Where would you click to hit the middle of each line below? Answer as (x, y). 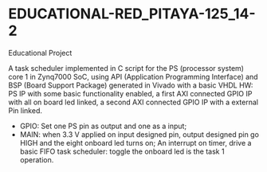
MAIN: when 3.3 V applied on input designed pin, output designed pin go (139, 134)
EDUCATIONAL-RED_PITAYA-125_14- (132, 14)
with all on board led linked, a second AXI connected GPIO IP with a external (133, 102)
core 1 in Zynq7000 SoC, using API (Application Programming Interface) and (133, 76)
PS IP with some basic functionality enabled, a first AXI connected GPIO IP (130, 93)
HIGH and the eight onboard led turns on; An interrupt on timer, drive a (135, 143)
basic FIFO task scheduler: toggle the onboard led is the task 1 (122, 151)
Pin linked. (25, 110)
